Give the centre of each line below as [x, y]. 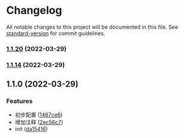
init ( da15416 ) [31, 129]
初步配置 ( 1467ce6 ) [39, 115]
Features [19, 101]
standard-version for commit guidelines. [56, 33]
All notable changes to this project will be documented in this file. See [92, 27]
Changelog [34, 10]
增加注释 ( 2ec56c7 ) [39, 122]
